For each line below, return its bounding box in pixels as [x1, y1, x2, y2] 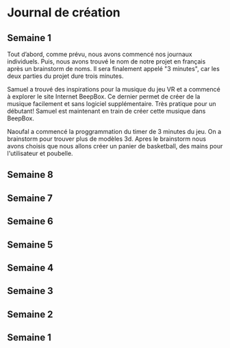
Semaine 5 [7, 239, 53, 250]
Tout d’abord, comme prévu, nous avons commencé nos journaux [7, 50, 193, 58]
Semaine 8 [7, 169, 53, 180]
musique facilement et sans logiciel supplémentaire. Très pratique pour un [7, 100, 216, 107]
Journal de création [7, 5, 121, 21]
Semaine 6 [7, 215, 53, 227]
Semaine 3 [7, 285, 53, 297]
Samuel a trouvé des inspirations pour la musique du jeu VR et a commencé [7, 85, 220, 93]
